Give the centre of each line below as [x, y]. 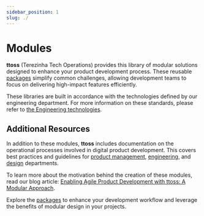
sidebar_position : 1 [33, 12]
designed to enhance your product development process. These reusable [99, 72]
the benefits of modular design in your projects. [66, 207]
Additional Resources [48, 129]
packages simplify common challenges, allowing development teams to [96, 78]
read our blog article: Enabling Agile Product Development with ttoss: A [96, 182]
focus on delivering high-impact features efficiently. [72, 85]
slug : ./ [17, 18]
